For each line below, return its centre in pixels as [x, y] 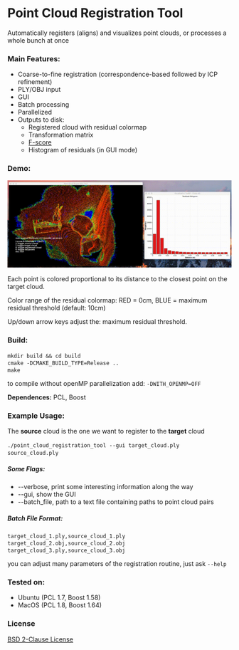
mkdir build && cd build [44, 356]
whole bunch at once [38, 40]
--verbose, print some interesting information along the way [105, 486]
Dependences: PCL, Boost [47, 397]
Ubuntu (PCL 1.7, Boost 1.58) [59, 598]
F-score [40, 142]
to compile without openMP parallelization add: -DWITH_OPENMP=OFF [104, 383]
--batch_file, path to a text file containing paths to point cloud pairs [116, 502]
